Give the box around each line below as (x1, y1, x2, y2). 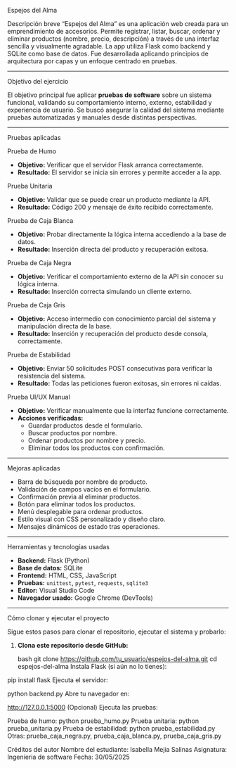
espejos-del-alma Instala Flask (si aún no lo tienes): (17, 663, 167, 670)
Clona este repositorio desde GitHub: (17, 641, 129, 649)
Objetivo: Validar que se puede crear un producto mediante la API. (17, 196, 211, 203)
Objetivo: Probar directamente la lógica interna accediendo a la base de (17, 230, 227, 238)
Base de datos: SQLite (17, 564, 83, 572)
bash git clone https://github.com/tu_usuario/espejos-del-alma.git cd (17, 655, 218, 663)
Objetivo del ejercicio (7, 77, 69, 85)
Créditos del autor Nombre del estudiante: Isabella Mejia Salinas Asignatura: (7, 745, 227, 753)
